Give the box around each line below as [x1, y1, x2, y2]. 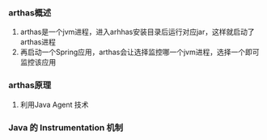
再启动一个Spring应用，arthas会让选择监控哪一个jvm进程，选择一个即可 [19, 47, 260, 57]
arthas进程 [19, 37, 57, 47]
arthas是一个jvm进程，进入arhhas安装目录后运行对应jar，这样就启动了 [19, 27, 255, 37]
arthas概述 [8, 6, 52, 18]
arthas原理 [8, 79, 52, 91]
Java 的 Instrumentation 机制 [8, 121, 124, 133]
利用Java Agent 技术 [19, 100, 89, 109]
